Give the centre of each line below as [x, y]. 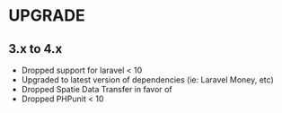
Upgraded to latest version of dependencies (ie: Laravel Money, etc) [148, 80]
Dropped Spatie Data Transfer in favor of [97, 89]
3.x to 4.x [35, 49]
